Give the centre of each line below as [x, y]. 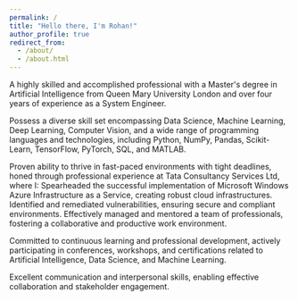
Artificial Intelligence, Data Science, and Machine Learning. [118, 259]
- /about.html [43, 59]
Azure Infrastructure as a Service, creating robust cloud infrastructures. [141, 195]
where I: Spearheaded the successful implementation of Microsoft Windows [149, 185]
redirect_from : [37, 42]
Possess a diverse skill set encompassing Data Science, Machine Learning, [148, 121]
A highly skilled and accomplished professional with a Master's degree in [144, 84]
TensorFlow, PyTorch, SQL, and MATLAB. [110, 149]
